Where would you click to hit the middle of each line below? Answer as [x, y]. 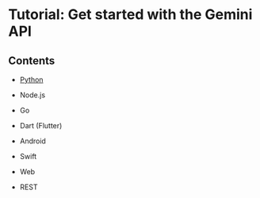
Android [32, 141]
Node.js [32, 95]
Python [31, 80]
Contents [32, 61]
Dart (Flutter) [41, 126]
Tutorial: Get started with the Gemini [130, 15]
